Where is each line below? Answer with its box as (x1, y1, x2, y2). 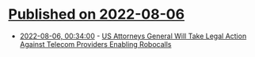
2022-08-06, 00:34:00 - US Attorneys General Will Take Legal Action (19, 31, 247, 41)
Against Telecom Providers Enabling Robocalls (19, 39, 172, 48)
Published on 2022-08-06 (8, 5, 185, 23)
